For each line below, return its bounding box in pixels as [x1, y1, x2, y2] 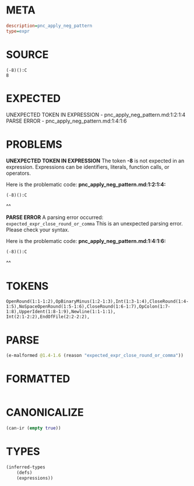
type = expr [6, 28, 30, 34]
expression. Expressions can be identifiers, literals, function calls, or [6, 163, 170, 170]
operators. [6, 169, 31, 176]
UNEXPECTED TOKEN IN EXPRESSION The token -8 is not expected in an [6, 157, 185, 164]
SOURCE [6, 48, 49, 61]
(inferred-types [6, 464, 45, 470]
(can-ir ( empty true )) [6, 425, 61, 431]
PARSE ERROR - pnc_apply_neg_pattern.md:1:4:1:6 [6, 117, 127, 124]
